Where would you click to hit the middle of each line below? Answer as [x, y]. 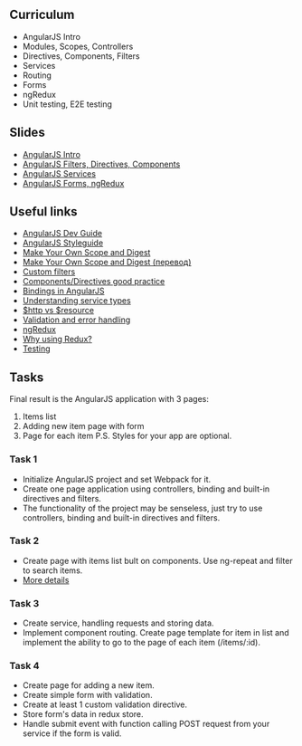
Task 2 [24, 540]
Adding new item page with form [83, 426]
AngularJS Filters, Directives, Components [101, 164]
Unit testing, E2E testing [67, 104]
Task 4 [24, 666]
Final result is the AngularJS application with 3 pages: [109, 399]
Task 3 [24, 603]
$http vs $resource [58, 311]
